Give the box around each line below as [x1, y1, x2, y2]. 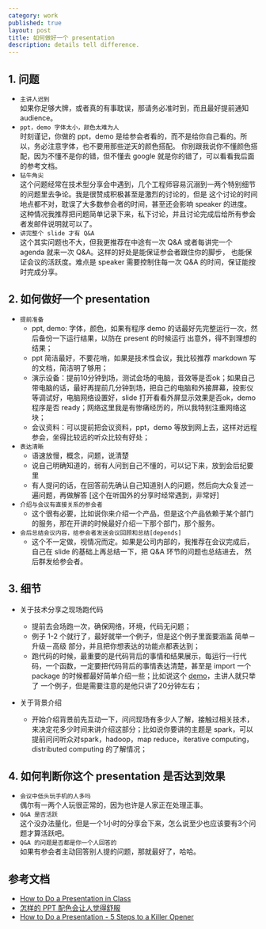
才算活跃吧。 [26, 828, 69, 838]
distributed [31, 744, 67, 753]
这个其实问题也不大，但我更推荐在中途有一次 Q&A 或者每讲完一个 [19, 237, 234, 246]
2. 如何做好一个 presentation [8, 292, 150, 306]
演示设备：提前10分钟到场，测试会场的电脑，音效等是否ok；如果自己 [31, 373, 256, 383]
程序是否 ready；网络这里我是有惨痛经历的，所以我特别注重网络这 [31, 402, 247, 412]
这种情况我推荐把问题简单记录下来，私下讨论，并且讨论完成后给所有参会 [19, 209, 256, 219]
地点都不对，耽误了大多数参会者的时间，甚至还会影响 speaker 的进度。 [19, 199, 252, 208]
